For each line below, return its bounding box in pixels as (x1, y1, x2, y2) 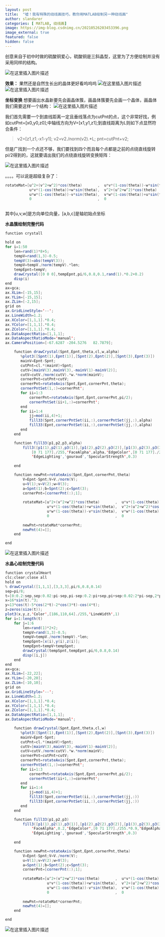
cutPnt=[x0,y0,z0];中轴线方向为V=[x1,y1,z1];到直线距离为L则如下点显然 (9, 120, 152, 125)
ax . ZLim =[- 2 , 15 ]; (5, 299, 41, 304)
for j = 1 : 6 (14, 621, 34, 625)
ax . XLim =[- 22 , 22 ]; (5, 671, 43, 676)
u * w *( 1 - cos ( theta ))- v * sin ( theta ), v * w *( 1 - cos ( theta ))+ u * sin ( (29, 192, 160, 197)
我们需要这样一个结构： (5, 103, 53, 109)
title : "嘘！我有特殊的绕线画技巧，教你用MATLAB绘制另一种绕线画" (5, 12, 128, 17)
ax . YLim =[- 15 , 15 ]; (5, 295, 43, 300)
